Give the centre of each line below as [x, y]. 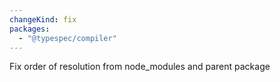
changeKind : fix [43, 19]
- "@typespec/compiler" [67, 38]
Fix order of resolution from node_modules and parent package [140, 67]
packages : [30, 29]
